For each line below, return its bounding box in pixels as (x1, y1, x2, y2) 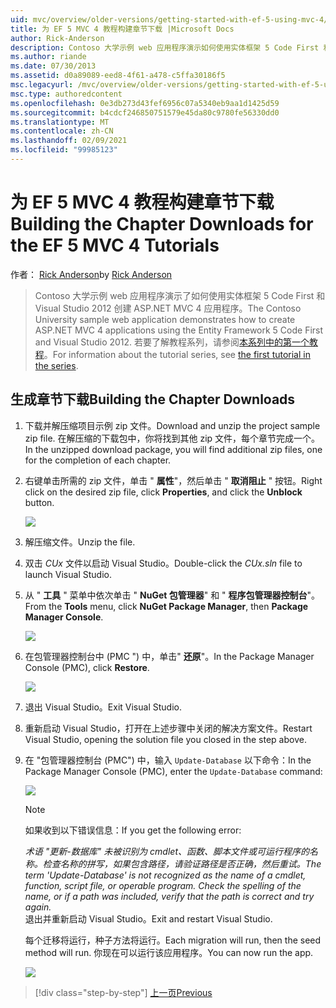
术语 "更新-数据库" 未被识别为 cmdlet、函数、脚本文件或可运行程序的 (24, 845, 310, 857)
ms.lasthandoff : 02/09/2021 (10, 136, 128, 146)
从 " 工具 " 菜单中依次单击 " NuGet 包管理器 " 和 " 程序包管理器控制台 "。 (24, 589, 321, 601)
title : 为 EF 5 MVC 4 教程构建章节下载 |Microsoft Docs (10, 24, 235, 34)
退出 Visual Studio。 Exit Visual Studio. (24, 701, 182, 713)
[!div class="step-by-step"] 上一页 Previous (34, 986, 213, 998)
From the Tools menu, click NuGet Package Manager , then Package (24, 600, 309, 612)
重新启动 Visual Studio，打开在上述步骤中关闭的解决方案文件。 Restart (24, 722, 313, 734)
